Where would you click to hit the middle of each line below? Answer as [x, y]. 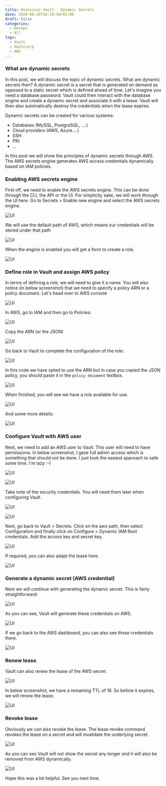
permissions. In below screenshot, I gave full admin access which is [74, 453]
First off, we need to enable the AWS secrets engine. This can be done [77, 190]
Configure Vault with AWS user [43, 436]
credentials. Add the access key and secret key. [54, 536]
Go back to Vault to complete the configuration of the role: [65, 351]
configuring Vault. [23, 497]
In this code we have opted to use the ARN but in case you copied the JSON [83, 370]
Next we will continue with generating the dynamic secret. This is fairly [77, 589]
